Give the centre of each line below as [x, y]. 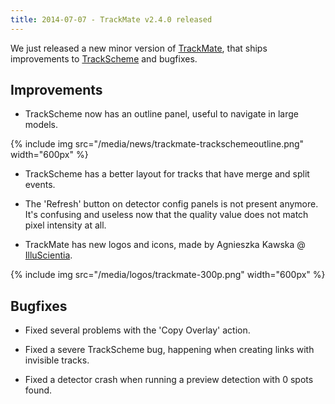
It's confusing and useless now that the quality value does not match [166, 215]
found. [38, 390]
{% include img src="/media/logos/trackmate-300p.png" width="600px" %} [168, 275]
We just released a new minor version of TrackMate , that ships [139, 48]
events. [40, 185]
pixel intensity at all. [65, 225]
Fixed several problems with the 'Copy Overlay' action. [137, 330]
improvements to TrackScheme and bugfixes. [104, 58]
